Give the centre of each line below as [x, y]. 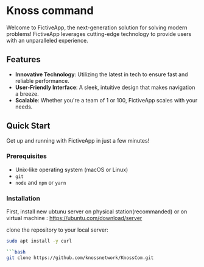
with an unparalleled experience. [47, 40]
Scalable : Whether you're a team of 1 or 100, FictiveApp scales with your [106, 100]
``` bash [16, 252]
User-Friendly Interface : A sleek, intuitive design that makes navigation [105, 87]
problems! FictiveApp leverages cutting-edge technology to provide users [99, 34]
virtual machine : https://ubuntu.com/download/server [74, 218]
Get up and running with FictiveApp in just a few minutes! [78, 140]
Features [23, 59]
